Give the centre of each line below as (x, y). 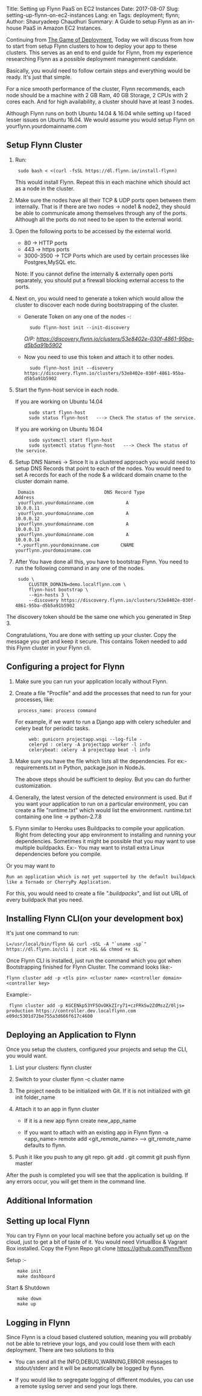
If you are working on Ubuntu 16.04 (59, 429)
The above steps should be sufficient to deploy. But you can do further (103, 779)
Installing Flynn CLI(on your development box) (95, 919)
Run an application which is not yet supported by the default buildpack (101, 877)
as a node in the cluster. (45, 188)
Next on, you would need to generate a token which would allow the (99, 298)
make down (30, 1299)
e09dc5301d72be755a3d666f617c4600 (50, 1016)
